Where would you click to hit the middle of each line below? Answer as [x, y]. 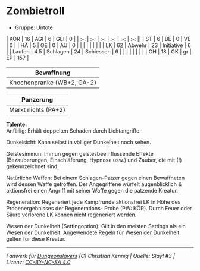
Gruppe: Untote [34, 27]
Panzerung [37, 99]
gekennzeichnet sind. [32, 166]
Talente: [17, 124]
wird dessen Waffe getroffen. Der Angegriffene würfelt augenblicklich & [94, 184]
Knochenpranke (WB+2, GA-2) [53, 83]
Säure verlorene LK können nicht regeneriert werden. [71, 215]
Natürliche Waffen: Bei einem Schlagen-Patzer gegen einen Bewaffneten [96, 178]
